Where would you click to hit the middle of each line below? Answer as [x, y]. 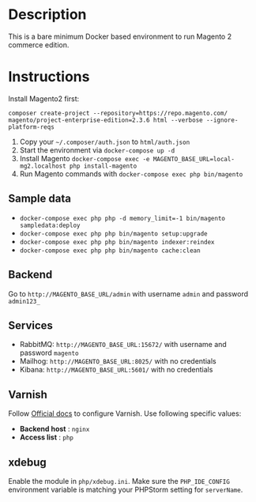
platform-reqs [32, 127]
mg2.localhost [43, 166]
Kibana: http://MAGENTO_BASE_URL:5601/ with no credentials [116, 370]
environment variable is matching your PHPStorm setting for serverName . [126, 489]
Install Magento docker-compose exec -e [85, 158]
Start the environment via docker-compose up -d [97, 150]
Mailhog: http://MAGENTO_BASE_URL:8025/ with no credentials [118, 361]
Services [31, 325]
